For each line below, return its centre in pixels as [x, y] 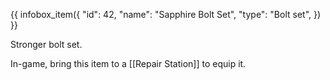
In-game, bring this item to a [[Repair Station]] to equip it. [128, 63]
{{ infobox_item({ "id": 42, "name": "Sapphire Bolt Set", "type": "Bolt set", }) [166, 14]
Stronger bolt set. [46, 44]
